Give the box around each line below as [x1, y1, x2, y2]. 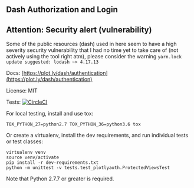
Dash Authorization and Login [6, 5, 118, 15]
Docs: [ [6, 70, 24, 77]
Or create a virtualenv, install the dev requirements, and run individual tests [6, 132, 189, 139]
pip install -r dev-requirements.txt [6, 160, 99, 166]
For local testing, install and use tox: [6, 110, 94, 117]
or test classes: [6, 138, 43, 145]
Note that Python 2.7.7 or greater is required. [6, 175, 114, 182]
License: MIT [6, 87, 38, 94]
